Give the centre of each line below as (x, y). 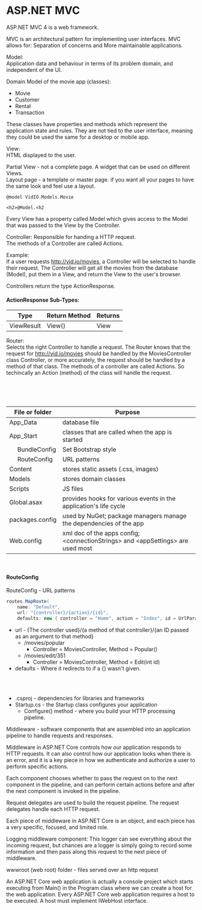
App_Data (23, 422)
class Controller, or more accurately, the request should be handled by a (96, 360)
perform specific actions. (38, 766)
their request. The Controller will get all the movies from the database (92, 268)
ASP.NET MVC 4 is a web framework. (53, 27)
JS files (73, 489)
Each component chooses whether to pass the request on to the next (92, 778)
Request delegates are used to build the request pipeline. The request (93, 803)
